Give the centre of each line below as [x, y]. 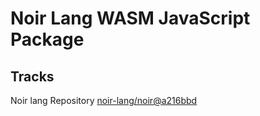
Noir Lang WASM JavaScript [130, 18]
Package [47, 39]
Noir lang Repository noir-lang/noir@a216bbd [104, 100]
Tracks [32, 76]
